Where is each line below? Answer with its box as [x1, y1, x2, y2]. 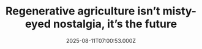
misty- [162, 4, 197, 18]
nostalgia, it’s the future [53, 17, 178, 31]
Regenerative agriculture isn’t [5, 4, 160, 18]
